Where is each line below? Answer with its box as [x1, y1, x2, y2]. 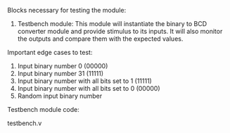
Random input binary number [17, 91, 103, 100]
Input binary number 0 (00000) [17, 62, 108, 70]
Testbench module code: [7, 106, 79, 113]
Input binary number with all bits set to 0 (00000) [17, 84, 160, 92]
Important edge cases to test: [7, 49, 93, 56]
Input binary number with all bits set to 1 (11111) [17, 77, 153, 85]
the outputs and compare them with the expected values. [17, 34, 184, 43]
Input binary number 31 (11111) [17, 70, 104, 77]
